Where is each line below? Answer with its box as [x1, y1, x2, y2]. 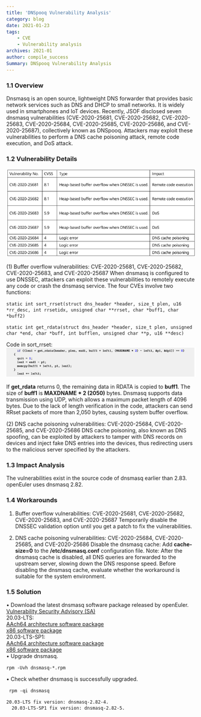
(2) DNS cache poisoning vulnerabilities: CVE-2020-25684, [6, 420, 153, 427]
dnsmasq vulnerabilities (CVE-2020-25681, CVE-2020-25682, [6, 114, 161, 121]
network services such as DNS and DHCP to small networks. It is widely [6, 101, 185, 108]
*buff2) [6, 313, 26, 319]
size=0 [14, 547, 33, 554]
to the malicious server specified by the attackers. [6, 446, 131, 453]
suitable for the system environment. [14, 573, 107, 580]
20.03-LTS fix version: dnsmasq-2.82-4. [6, 699, 110, 706]
